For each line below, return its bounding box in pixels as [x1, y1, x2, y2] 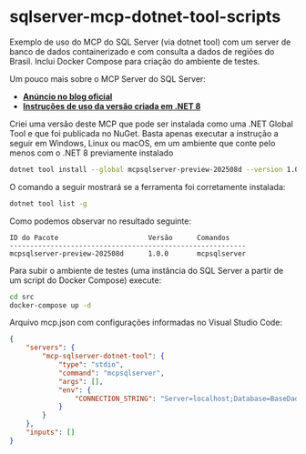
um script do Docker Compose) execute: [9, 275, 162, 286]
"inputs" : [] [25, 428, 76, 438]
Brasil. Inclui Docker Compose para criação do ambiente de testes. [9, 55, 260, 66]
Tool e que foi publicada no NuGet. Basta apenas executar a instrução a [9, 127, 280, 138]
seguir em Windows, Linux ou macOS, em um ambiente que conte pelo [9, 137, 276, 148]
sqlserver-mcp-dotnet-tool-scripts [9, 6, 281, 27]
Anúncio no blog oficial [22, 91, 113, 102]
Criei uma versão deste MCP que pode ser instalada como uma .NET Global [9, 118, 293, 129]
